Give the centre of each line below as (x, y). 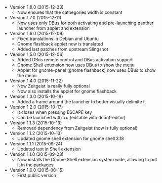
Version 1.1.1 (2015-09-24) (36, 144)
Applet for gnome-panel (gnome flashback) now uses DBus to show (86, 70)
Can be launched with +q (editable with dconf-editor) (71, 117)
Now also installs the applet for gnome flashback (67, 91)
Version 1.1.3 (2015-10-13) (36, 123)
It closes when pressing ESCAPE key (55, 112)
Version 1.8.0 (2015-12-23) (37, 7)
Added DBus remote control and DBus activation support (75, 60)
